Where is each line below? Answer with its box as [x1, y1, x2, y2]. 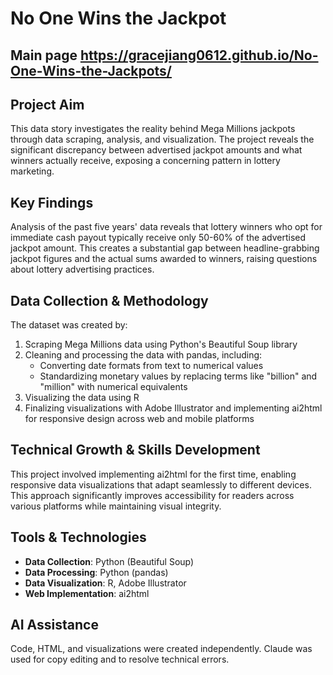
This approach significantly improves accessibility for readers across [10, 489, 295, 501]
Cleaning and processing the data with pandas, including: [24, 349, 263, 361]
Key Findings [10, 194, 94, 211]
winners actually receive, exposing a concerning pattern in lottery [10, 155, 281, 167]
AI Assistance [10, 617, 99, 634]
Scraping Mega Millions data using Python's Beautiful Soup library [24, 338, 298, 351]
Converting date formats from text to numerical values [39, 360, 264, 372]
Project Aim [10, 96, 85, 113]
